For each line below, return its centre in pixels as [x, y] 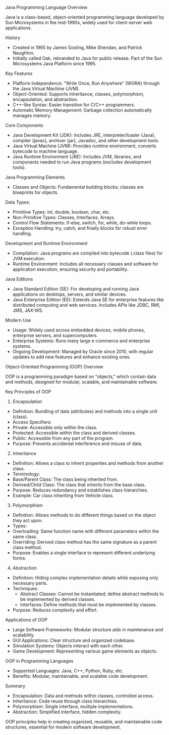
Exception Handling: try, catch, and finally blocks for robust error [80, 228]
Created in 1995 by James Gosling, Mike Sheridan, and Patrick [77, 47]
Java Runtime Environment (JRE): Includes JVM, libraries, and [77, 157]
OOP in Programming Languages [39, 661]
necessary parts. [30, 583]
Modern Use [18, 320]
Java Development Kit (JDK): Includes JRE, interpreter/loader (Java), [84, 135]
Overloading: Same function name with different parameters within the [86, 531]
